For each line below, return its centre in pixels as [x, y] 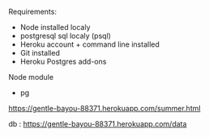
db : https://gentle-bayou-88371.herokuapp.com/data [98, 124]
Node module [31, 77]
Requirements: [32, 12]
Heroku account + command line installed [90, 44]
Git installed [40, 53]
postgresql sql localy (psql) [66, 36]
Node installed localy [55, 27]
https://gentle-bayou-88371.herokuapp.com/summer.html [104, 108]
